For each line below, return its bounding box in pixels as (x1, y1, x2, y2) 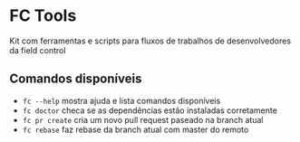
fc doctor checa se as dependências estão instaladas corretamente (22, 105, 278, 116)
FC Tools (9, 5, 77, 26)
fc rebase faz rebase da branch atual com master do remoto (22, 124, 249, 135)
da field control (9, 44, 66, 55)
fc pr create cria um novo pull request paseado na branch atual (22, 114, 264, 125)
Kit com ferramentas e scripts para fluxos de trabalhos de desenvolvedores (9, 35, 292, 46)
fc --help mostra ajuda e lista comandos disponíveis (22, 95, 221, 106)
